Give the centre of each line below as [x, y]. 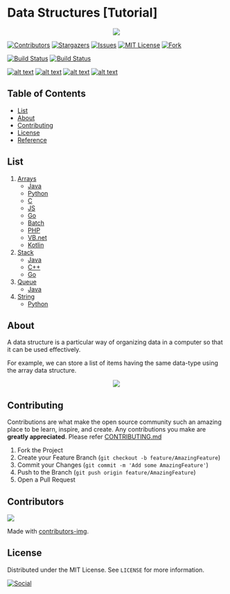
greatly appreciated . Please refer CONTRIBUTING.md [85, 437]
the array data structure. [42, 371]
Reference [32, 139]
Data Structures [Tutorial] [82, 13]
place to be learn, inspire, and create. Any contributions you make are [107, 430]
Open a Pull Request [46, 480]
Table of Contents [47, 94]
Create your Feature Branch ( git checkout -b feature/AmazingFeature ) [119, 458]
